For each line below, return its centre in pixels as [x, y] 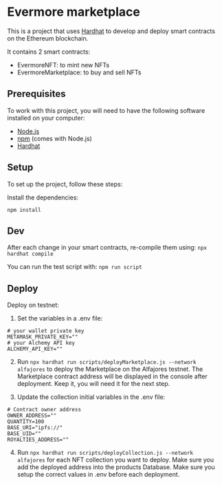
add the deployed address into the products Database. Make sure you [116, 467]
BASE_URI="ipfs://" [35, 428]
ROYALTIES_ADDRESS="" [38, 440]
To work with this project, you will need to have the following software [106, 110]
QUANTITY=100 [26, 422]
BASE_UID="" [24, 434]
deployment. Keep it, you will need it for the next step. [93, 384]
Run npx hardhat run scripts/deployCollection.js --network [105, 453]
